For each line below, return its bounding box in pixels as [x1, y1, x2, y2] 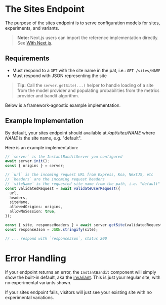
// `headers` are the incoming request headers [5, 177, 105, 182]
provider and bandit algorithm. [17, 92, 79, 98]
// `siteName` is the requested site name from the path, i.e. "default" [5, 181, 161, 186]
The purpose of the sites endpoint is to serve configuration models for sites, [5, 20, 160, 26]
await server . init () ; [5, 159, 50, 164]
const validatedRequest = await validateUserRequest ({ [5, 186, 121, 191]
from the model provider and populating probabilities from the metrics [17, 87, 160, 93]
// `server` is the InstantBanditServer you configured [5, 154, 123, 159]
